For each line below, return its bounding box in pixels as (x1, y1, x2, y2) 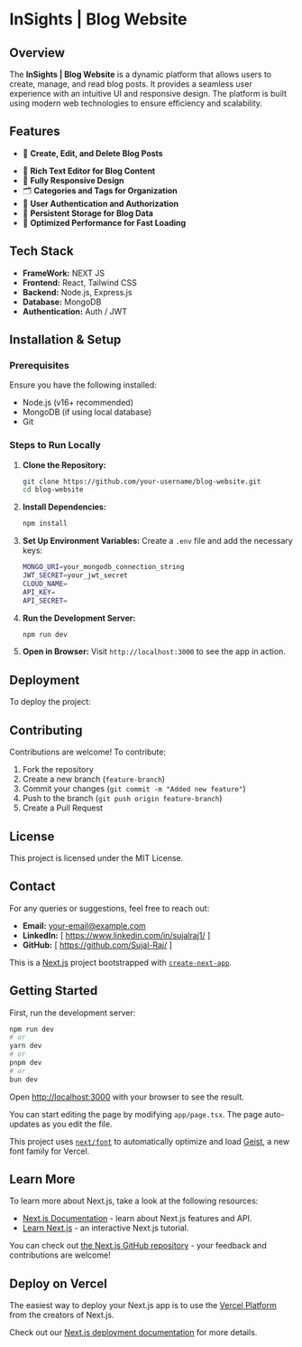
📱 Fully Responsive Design (22, 174, 124, 185)
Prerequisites (9, 359, 69, 371)
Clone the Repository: (22, 459, 106, 470)
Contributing (9, 723, 83, 738)
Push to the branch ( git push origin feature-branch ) (22, 793, 223, 804)
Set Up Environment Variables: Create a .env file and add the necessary (22, 536, 293, 547)
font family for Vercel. (9, 1146, 90, 1156)
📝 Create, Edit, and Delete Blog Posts (22, 147, 164, 158)
